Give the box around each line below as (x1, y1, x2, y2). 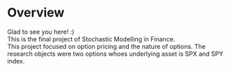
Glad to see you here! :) (7, 28, 75, 36)
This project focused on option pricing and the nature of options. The (7, 42, 206, 50)
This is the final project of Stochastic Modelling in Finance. (7, 34, 176, 43)
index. (7, 57, 25, 65)
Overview (7, 5, 65, 21)
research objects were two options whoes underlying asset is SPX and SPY (7, 50, 224, 58)
